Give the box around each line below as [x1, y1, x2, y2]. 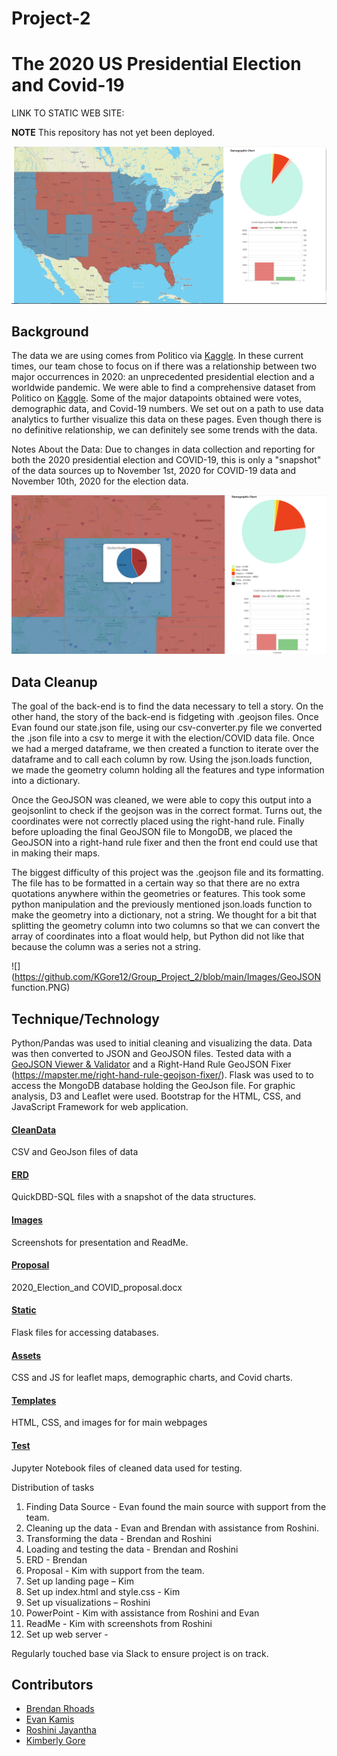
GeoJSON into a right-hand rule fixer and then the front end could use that [11, 837, 318, 849]
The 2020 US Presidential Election [11, 53, 302, 76]
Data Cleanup [11, 673, 98, 691]
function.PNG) [11, 982, 71, 994]
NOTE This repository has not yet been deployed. [11, 127, 216, 139]
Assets [11, 1349, 42, 1361]
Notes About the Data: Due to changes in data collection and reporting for [11, 443, 316, 456]
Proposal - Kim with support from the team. [25, 1564, 205, 1576]
